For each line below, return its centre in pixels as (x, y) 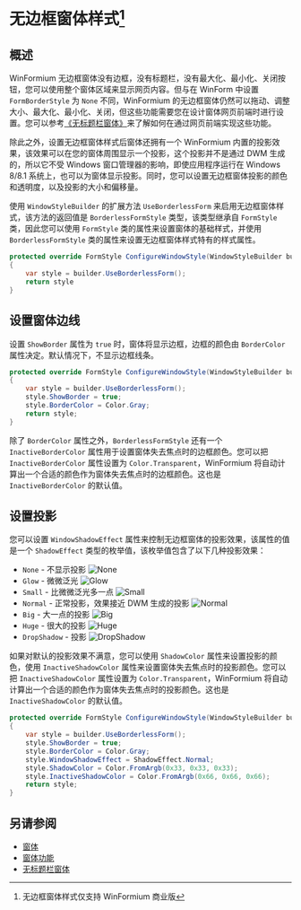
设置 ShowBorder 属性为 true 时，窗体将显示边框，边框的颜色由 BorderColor (147, 344)
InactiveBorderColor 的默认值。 (68, 485)
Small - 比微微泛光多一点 (68, 592)
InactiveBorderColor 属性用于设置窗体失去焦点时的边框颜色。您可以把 (139, 451)
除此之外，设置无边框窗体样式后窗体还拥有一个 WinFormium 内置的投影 (141, 142)
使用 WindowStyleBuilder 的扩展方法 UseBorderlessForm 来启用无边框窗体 (143, 206)
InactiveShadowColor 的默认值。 (68, 701)
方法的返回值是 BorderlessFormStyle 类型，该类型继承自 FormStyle (155, 217)
